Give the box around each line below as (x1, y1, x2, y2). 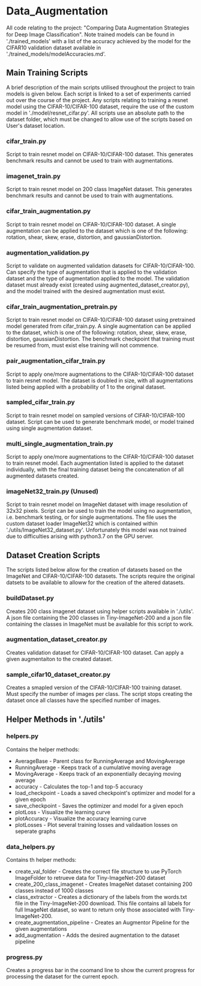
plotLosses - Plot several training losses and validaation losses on (14, 821, 178, 828)
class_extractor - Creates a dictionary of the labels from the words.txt (14, 894, 187, 901)
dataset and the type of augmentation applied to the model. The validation (6, 274, 190, 282)
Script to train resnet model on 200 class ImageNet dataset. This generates (6, 186, 193, 193)
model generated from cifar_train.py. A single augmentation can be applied (6, 322, 191, 330)
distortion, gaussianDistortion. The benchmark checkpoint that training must (6, 335, 195, 343)
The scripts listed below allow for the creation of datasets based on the (6, 566, 182, 573)
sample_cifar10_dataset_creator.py (6, 670, 111, 679)
